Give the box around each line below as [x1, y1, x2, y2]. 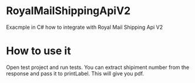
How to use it [6, 44, 72, 58]
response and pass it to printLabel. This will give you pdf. [6, 69, 144, 77]
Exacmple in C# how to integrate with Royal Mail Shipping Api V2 [6, 24, 163, 31]
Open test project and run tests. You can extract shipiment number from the [6, 64, 190, 71]
